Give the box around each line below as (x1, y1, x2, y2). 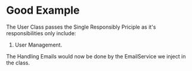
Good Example (6, 4, 80, 17)
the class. (6, 59, 30, 66)
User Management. (14, 41, 63, 48)
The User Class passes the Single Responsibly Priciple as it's (6, 23, 156, 30)
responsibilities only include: (6, 29, 76, 36)
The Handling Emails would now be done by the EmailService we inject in (6, 53, 186, 60)
